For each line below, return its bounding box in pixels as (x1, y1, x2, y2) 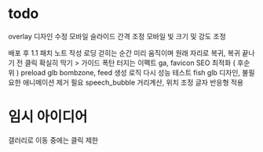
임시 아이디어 (8, 108, 88, 126)
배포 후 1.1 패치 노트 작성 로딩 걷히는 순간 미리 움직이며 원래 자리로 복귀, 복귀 (8, 48, 241, 57)
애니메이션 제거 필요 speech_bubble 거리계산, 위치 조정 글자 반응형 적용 (22, 78, 244, 87)
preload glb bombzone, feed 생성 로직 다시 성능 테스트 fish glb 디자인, (20, 67, 241, 77)
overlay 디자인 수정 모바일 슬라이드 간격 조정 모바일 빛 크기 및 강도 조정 (8, 31, 226, 41)
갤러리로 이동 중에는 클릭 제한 (8, 135, 99, 145)
